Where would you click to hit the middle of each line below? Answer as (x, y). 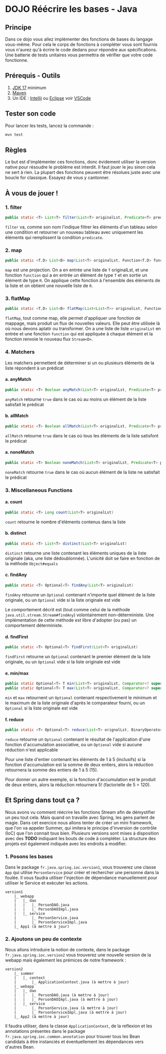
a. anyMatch (18, 379)
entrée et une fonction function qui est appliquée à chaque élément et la (79, 334)
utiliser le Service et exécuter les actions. (47, 883)
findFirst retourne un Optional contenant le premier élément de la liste (78, 656)
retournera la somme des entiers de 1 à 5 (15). (52, 770)
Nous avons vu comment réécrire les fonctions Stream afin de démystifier (80, 812)
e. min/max (17, 673)
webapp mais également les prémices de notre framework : (66, 960)
